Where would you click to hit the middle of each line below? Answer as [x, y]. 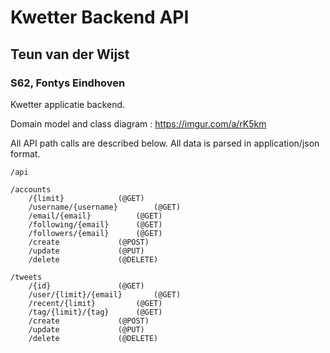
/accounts [31, 189]
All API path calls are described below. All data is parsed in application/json [165, 143]
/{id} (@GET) [86, 286]
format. [25, 153]
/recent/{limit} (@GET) [95, 303]
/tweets [26, 277]
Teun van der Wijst [70, 54]
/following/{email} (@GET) [95, 224]
